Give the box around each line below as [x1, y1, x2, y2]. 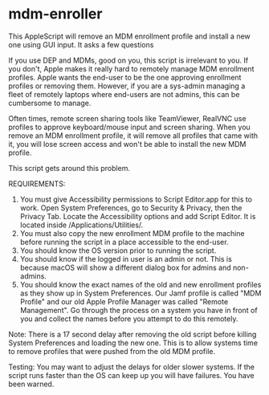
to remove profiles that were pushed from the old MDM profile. [8, 346, 216, 356]
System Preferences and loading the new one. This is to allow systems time [8, 338, 259, 348]
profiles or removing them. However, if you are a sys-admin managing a [8, 81, 246, 91]
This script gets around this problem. [8, 163, 131, 173]
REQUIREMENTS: [8, 178, 66, 189]
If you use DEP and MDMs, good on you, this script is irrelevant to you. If [8, 55, 249, 65]
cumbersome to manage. [8, 98, 92, 108]
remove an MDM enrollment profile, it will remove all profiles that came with [8, 130, 259, 140]
